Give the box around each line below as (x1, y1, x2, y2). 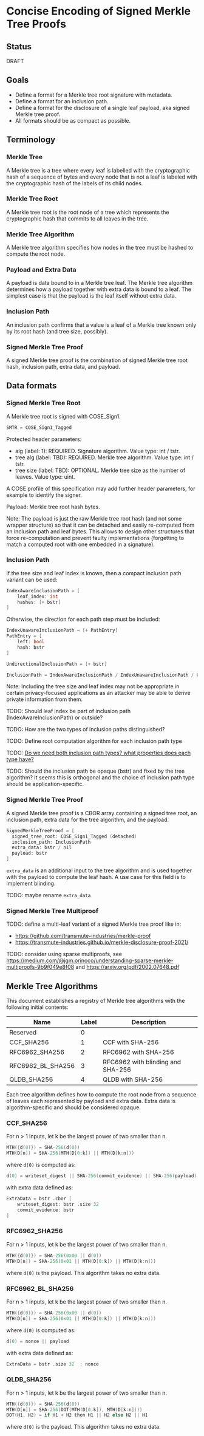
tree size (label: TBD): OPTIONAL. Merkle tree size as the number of (15, 467, 186, 474)
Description (131, 1018, 166, 1027)
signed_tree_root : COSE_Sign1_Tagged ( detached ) (12, 833, 137, 839)
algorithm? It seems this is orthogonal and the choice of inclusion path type (6, 774, 195, 781)
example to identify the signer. (6, 491, 82, 499)
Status (6, 41, 32, 52)
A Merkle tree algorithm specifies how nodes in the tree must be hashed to (6, 244, 194, 251)
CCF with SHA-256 (103, 1038, 159, 1047)
